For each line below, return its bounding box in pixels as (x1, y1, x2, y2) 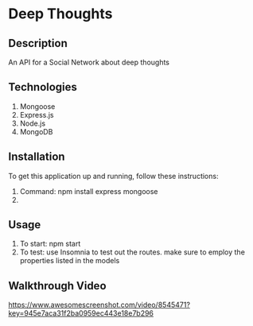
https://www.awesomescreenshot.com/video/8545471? (8, 300, 191, 310)
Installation (8, 150, 65, 164)
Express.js (19, 110, 54, 119)
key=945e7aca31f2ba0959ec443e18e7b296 (8, 309, 154, 318)
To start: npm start (19, 239, 81, 249)
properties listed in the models (19, 256, 120, 266)
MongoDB (19, 126, 53, 136)
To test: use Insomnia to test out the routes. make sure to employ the (19, 247, 245, 257)
